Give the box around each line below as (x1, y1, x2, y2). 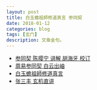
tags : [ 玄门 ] (6, 32, 38, 38)
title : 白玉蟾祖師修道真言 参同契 (6, 15, 82, 21)
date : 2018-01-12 (6, 20, 50, 26)
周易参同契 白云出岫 (15, 62, 65, 69)
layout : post (6, 9, 39, 15)
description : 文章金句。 (6, 37, 65, 43)
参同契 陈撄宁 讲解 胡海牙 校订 (15, 55, 91, 61)
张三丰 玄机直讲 (15, 77, 55, 85)
